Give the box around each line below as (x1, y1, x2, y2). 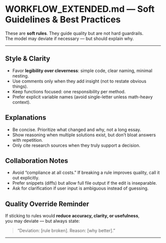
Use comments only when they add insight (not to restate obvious (12, 78, 147, 84)
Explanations (5, 114, 46, 122)
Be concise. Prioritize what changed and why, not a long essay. (12, 126, 141, 132)
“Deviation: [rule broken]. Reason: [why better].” (17, 228, 115, 234)
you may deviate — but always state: (5, 218, 80, 224)
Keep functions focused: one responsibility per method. (12, 88, 126, 94)
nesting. (12, 73, 29, 79)
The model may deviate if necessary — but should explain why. (5, 36, 134, 41)
